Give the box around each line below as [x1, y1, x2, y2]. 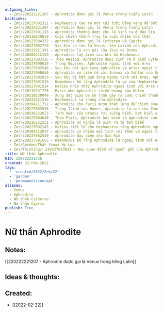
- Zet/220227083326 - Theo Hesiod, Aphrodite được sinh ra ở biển [9, 57, 147, 62]
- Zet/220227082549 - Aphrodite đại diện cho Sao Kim [9, 133, 120, 138]
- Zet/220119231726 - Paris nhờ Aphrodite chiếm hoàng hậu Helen [9, 88, 145, 93]
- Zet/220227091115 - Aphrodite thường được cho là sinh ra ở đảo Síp [9, 30, 155, 34]
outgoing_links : [5, 7, 38, 12]
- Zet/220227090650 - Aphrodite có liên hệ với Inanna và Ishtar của [9, 70, 153, 75]
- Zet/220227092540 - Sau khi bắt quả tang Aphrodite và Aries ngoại [9, 66, 153, 71]
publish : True [5, 206, 34, 211]
